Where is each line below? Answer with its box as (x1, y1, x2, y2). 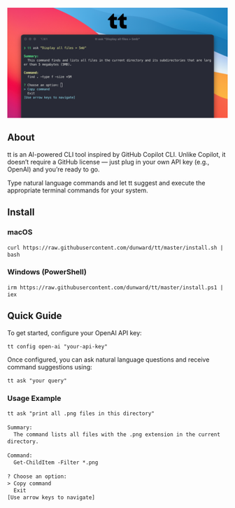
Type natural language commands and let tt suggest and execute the (7, 178, 206, 187)
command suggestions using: (7, 362, 92, 371)
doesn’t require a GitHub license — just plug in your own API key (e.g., (7, 157, 210, 166)
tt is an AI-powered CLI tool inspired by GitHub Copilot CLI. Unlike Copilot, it (7, 150, 226, 158)
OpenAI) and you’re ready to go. (7, 165, 100, 174)
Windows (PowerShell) (7, 267, 87, 277)
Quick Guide (7, 310, 62, 322)
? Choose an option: (7, 473, 68, 480)
